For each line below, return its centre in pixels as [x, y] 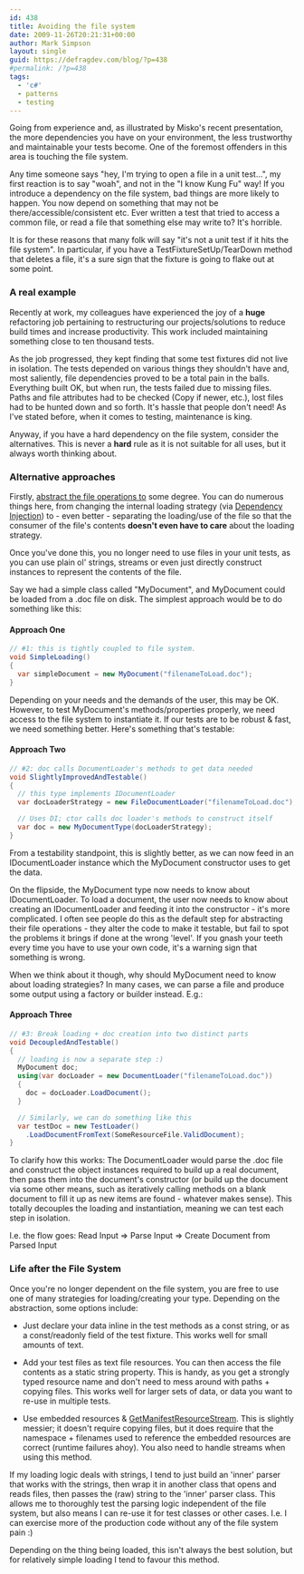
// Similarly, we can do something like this [105, 1117]
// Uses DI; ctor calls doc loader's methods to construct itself [145, 819]
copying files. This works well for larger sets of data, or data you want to [157, 1391]
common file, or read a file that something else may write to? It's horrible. [146, 222]
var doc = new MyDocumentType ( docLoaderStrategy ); [115, 827]
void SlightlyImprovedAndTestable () [78, 777]
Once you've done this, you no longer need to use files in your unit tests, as [150, 552]
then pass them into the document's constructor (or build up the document [149, 1180]
